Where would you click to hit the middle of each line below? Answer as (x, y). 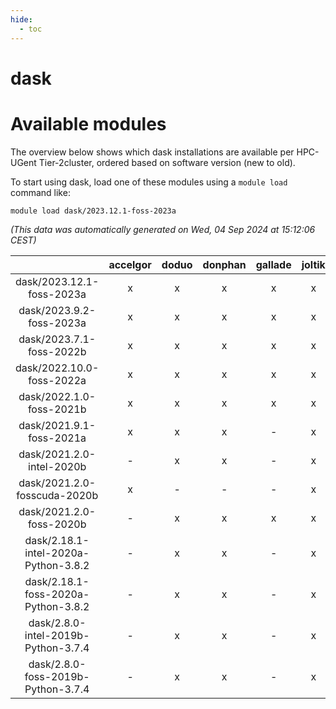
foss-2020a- (57, 594)
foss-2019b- (57, 676)
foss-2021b (57, 409)
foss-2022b (57, 351)
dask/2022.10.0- (57, 368)
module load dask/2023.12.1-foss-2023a (93, 211)
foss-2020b (57, 524)
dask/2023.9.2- (57, 310)
